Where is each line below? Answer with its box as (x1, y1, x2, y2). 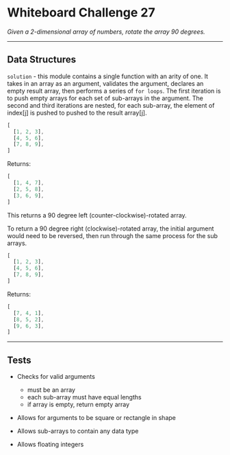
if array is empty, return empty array (27, 400, 130, 409)
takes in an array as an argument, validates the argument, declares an (7, 79, 204, 87)
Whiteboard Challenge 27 (7, 5, 155, 21)
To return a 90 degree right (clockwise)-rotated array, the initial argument (7, 224, 214, 233)
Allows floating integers (16, 441, 84, 449)
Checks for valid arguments (16, 373, 96, 381)
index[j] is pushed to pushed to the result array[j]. (7, 108, 147, 117)
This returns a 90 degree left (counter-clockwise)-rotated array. (7, 211, 187, 219)
